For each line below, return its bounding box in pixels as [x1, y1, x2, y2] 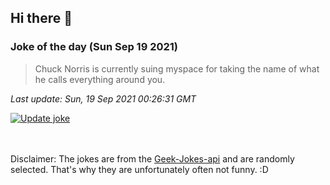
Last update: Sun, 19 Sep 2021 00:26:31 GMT [10, 92, 197, 105]
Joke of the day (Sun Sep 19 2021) [10, 40, 179, 54]
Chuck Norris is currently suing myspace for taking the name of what [34, 62, 320, 75]
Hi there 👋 [10, 10, 73, 27]
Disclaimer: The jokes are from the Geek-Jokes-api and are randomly [10, 152, 295, 165]
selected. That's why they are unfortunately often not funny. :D [10, 163, 269, 175]
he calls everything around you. [34, 73, 166, 85]
